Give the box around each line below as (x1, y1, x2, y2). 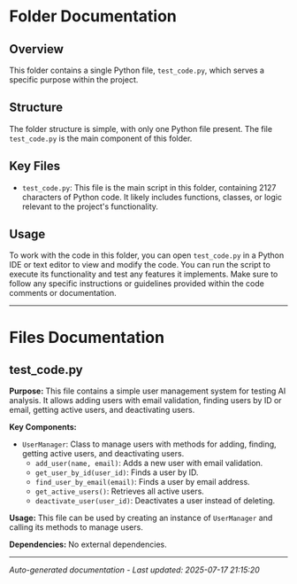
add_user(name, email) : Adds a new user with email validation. (34, 458, 263, 469)
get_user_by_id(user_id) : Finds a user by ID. (34, 467, 199, 478)
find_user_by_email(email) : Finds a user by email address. (34, 477, 250, 487)
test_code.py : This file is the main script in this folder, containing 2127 (21, 182, 277, 192)
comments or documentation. (9, 288, 117, 299)
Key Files (9, 159, 60, 174)
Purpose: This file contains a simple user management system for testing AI (9, 385, 286, 396)
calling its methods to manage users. (9, 522, 143, 533)
